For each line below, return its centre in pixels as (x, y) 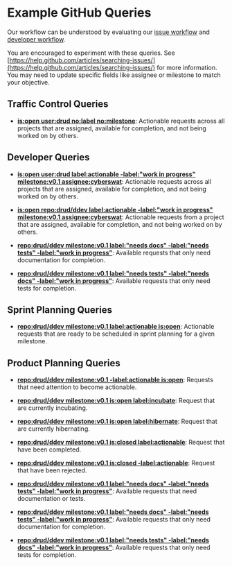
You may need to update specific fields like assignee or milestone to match (114, 75)
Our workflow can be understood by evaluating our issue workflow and (108, 32)
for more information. (187, 67)
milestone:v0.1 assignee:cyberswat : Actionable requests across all (114, 181)
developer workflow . (36, 39)
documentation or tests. (51, 499)
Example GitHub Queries (79, 13)
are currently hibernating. (53, 429)
